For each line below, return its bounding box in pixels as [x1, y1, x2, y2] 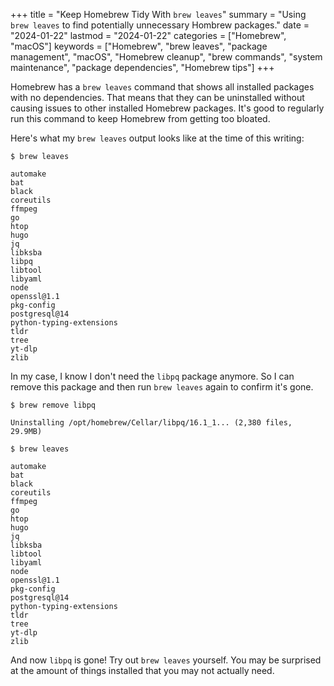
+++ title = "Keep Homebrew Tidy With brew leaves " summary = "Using [10, 9, 307, 20]
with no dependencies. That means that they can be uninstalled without [10, 92, 305, 103]
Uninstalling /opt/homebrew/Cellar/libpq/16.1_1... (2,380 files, [10, 418, 293, 428]
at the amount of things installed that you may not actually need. [10, 665, 275, 676]
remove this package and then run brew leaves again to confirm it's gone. [10, 381, 314, 393]
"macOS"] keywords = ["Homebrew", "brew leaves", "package [10, 40, 268, 52]
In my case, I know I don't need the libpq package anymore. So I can [10, 370, 295, 382]
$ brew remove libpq [10, 400, 97, 410]
